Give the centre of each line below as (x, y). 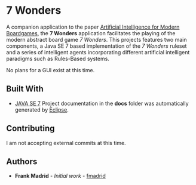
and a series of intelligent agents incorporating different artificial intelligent (98, 52)
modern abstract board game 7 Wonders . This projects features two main (97, 39)
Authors (22, 161)
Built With (25, 89)
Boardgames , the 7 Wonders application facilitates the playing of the (91, 33)
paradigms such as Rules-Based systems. (58, 58)
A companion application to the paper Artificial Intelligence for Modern (93, 27)
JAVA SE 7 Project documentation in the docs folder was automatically (102, 103)
